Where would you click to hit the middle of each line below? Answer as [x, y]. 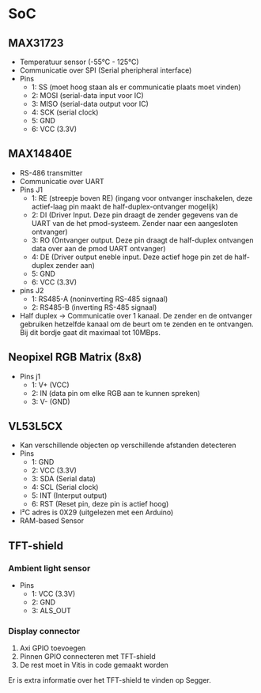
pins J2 [32, 290]
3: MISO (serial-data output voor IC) [90, 104]
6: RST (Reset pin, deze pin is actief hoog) [100, 504]
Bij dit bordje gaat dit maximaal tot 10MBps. [90, 332]
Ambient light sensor [49, 568]
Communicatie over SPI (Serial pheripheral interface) [106, 70]
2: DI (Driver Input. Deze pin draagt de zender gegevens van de [135, 215]
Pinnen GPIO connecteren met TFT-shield [87, 657]
